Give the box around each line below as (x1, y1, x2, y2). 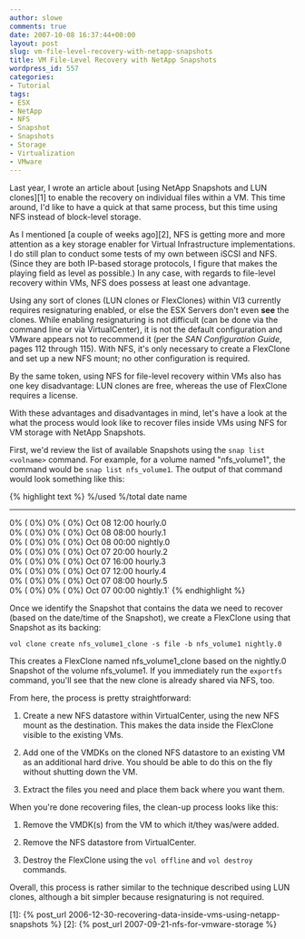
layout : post (9, 38, 59, 48)
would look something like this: (9, 473, 125, 484)
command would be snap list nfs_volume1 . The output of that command (9, 463, 283, 474)
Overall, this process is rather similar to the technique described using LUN (9, 882, 290, 893)
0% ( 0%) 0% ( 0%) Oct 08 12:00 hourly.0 (9, 517, 167, 528)
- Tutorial (9, 81, 51, 90)
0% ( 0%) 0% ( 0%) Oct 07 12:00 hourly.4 (9, 565, 167, 576)
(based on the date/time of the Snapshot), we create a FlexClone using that (9, 611, 291, 623)
